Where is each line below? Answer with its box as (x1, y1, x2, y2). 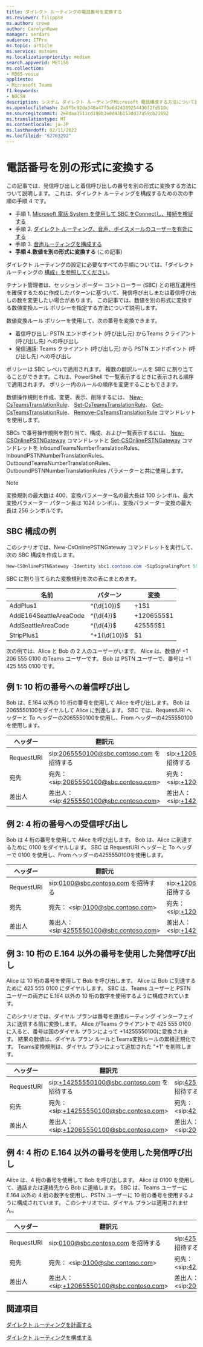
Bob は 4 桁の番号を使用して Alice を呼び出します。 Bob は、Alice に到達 (6, 836, 187, 843)
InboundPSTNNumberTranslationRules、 (6, 452, 108, 459)
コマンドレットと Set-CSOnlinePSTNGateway (66, 436, 181, 444)
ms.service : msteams (6, 48, 59, 55)
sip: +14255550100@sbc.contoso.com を (48, 1078, 169, 1086)
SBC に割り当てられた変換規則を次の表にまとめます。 (6, 575, 140, 582)
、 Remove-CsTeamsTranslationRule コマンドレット (67, 409, 196, 416)
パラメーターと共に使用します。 (108, 467, 187, 474)
